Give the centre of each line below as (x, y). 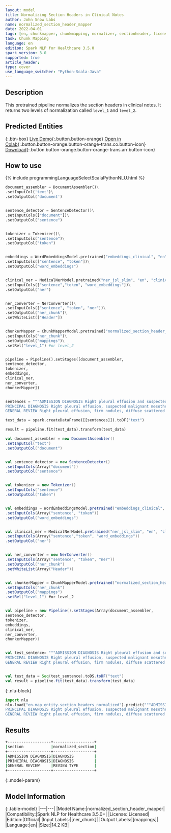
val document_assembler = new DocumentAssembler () (60, 439)
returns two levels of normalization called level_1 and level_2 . (71, 110)
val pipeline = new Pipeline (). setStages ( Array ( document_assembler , (79, 611)
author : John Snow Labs (31, 19)
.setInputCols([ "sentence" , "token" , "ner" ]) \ (55, 308)
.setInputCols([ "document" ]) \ (37, 215)
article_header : (22, 62)
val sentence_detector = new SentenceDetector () (58, 462)
